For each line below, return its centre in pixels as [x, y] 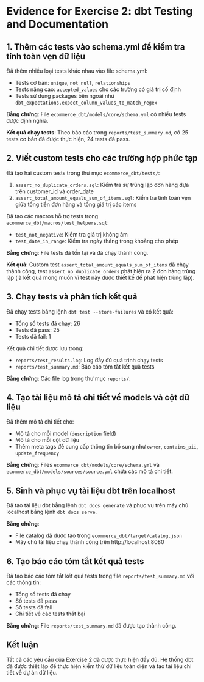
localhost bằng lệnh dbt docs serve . [52, 512]
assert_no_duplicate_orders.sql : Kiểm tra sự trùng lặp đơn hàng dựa [102, 185]
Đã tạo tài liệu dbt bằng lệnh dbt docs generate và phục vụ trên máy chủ [97, 505]
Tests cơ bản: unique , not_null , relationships [73, 83]
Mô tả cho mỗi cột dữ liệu [47, 440]
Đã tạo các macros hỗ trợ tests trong [52, 216]
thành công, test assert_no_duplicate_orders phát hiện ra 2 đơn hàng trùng [101, 271]
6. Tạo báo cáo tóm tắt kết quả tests [75, 561]
